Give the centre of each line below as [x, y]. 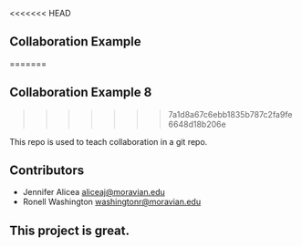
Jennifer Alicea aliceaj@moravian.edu [94, 192]
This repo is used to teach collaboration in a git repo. [109, 141]
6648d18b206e [197, 124]
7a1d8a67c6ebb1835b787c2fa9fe [230, 114]
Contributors [47, 171]
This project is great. [70, 230]
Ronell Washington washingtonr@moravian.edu [112, 202]
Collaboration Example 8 [81, 93]
